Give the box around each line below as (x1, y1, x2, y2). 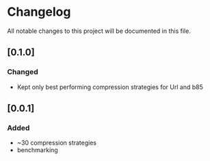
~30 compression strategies (16, 138, 97, 147)
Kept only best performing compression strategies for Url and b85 (16, 83, 203, 91)
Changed (7, 67, 39, 77)
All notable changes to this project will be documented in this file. (7, 27, 192, 35)
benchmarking (16, 146, 58, 154)
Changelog (7, 4, 71, 20)
